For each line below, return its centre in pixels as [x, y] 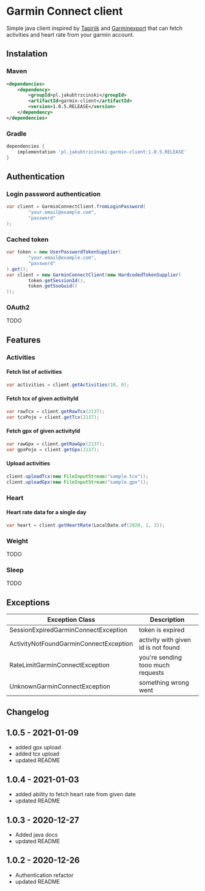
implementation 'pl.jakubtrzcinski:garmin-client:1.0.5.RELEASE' [102, 152]
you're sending [160, 658]
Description [167, 620]
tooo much [154, 665]
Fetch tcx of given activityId [42, 399]
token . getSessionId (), [57, 280]
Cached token [27, 239]
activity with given [165, 640]
